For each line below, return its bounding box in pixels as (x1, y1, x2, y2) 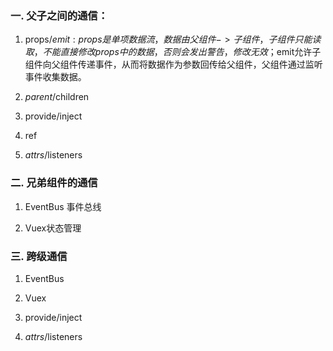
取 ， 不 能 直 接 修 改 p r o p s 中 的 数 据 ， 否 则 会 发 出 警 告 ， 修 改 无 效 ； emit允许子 (24, 46, 322, 58)
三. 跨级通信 (10, 249, 68, 263)
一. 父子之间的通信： (10, 8, 109, 22)
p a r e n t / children (24, 91, 90, 103)
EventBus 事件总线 (24, 200, 102, 212)
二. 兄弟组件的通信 (10, 176, 98, 190)
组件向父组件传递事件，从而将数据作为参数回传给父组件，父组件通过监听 (24, 58, 323, 71)
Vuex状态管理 (24, 222, 82, 234)
